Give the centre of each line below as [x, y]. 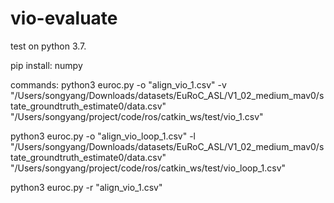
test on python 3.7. [48, 46]
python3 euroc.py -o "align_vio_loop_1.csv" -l [103, 136]
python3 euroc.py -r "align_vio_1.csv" [86, 187]
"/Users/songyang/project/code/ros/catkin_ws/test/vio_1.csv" [137, 116]
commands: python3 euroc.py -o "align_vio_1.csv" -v [118, 84]
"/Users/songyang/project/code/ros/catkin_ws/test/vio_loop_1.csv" [148, 168]
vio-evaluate [64, 18]
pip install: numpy [46, 65]
